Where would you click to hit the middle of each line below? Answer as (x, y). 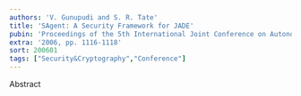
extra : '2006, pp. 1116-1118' (66, 42)
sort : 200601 (34, 51)
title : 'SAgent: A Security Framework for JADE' (102, 26)
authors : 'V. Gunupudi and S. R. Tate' (84, 17)
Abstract (25, 84)
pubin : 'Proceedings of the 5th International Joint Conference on (138, 34)
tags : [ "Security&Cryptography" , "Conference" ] (98, 59)
